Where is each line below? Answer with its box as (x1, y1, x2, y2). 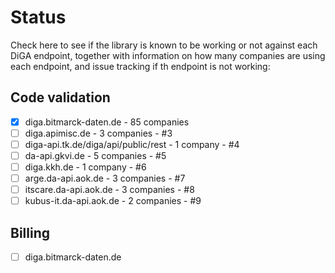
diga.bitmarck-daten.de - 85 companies (24, 116, 190, 128)
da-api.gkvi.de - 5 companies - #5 (24, 149, 167, 161)
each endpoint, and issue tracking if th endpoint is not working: (10, 60, 271, 72)
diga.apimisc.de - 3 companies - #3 (24, 127, 173, 139)
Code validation (10, 89, 111, 106)
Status (10, 6, 67, 29)
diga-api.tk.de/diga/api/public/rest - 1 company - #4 (24, 138, 240, 150)
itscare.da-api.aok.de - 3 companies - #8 (24, 184, 195, 196)
